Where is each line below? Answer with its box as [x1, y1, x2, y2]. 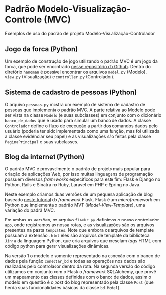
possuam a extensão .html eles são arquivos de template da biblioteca [5, 232, 150, 239]
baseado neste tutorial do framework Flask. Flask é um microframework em [5, 197, 160, 203]
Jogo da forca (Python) [5, 45, 78, 53]
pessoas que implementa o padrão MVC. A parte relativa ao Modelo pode [5, 107, 155, 113]
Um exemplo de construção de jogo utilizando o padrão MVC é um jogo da [5, 58, 158, 64]
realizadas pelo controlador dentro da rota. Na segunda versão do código [5, 263, 155, 269]
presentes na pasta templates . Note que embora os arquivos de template [5, 227, 154, 233]
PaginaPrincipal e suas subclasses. [5, 138, 79, 145]
